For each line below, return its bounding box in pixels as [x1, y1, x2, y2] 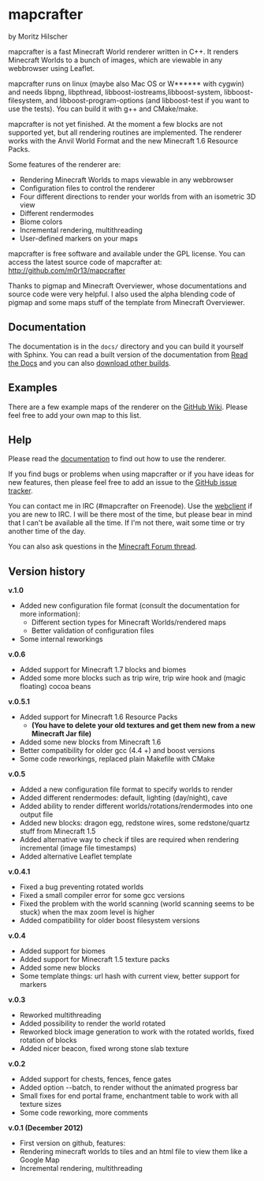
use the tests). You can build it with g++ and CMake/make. [8, 104, 199, 114]
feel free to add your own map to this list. [8, 410, 142, 419]
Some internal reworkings [19, 635, 104, 644]
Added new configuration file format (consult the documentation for [19, 601, 240, 610]
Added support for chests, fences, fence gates [19, 1075, 172, 1084]
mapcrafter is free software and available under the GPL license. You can [8, 248, 246, 258]
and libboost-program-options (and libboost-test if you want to [45, 95, 250, 105]
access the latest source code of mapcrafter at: [8, 257, 163, 266]
